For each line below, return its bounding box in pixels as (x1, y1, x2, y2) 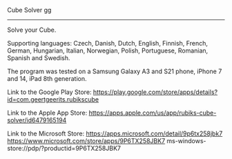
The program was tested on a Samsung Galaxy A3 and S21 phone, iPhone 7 (7, 67, 222, 75)
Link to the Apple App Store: (7, 109, 88, 117)
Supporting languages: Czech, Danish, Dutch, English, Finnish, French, (7, 39, 209, 47)
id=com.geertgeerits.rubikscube (7, 95, 99, 103)
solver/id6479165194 (7, 116, 67, 124)
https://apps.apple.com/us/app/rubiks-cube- (88, 109, 217, 117)
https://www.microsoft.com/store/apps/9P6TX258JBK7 (7, 137, 166, 144)
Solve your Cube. (7, 26, 57, 34)
